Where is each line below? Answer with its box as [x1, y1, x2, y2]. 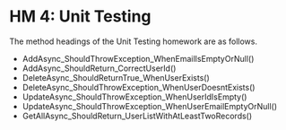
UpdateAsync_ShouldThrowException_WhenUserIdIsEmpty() [22, 91, 247, 102]
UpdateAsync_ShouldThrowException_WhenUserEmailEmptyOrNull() [22, 100, 278, 111]
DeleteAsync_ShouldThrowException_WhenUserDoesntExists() [22, 82, 256, 92]
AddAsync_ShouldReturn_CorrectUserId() [22, 63, 177, 74]
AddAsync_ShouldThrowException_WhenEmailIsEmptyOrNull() [22, 53, 255, 64]
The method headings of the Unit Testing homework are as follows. [9, 36, 258, 47]
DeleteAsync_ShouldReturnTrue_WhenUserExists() [22, 72, 211, 82]
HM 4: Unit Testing [9, 6, 152, 27]
